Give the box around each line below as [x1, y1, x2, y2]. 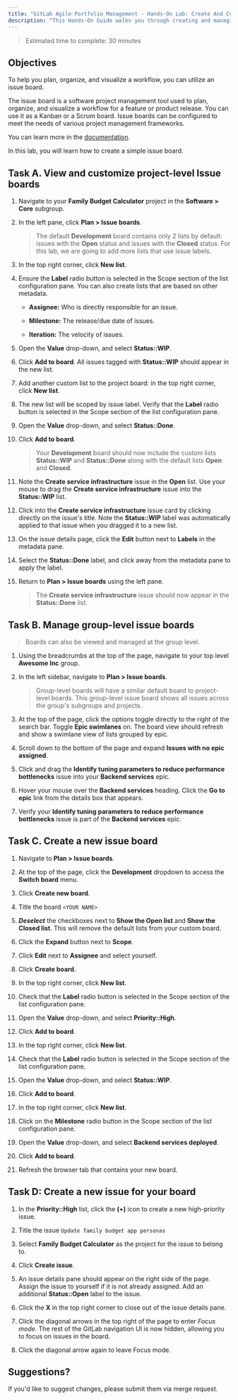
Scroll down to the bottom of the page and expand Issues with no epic [18, 743, 225, 752]
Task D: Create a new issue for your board [8, 1186, 196, 1198]
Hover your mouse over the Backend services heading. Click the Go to [18, 786, 225, 794]
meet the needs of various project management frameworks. [8, 119, 185, 128]
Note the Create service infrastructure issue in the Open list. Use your [18, 478, 226, 486]
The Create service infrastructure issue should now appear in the [35, 591, 230, 599]
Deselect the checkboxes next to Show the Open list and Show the [18, 916, 216, 924]
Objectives [8, 57, 57, 69]
